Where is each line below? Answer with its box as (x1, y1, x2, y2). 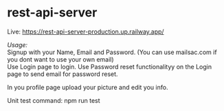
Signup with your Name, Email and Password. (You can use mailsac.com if (7, 48, 218, 56)
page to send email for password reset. (7, 70, 118, 78)
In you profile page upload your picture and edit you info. (7, 83, 168, 91)
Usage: (7, 40, 28, 49)
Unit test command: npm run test (7, 96, 101, 104)
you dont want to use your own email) (7, 55, 115, 63)
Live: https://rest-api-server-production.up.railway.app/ (7, 27, 164, 36)
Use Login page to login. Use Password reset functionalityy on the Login (7, 62, 212, 71)
